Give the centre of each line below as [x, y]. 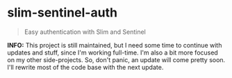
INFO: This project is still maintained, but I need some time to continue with [115, 45]
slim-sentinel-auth [63, 13]
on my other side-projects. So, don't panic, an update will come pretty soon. [116, 59]
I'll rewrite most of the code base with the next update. [85, 67]
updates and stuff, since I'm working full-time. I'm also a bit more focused [113, 52]
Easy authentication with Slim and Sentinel [85, 32]
